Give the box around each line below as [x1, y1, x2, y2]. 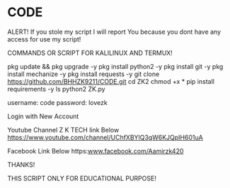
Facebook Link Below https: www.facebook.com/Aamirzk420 [7, 146, 184, 155]
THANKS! [7, 160, 35, 169]
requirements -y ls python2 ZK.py [7, 84, 105, 93]
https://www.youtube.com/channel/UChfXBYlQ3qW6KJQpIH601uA [7, 133, 203, 142]
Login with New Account [7, 112, 79, 120]
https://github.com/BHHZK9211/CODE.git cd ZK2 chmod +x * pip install [7, 77, 214, 85]
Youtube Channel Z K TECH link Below [7, 125, 120, 134]
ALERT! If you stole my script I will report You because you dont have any [7, 27, 222, 36]
